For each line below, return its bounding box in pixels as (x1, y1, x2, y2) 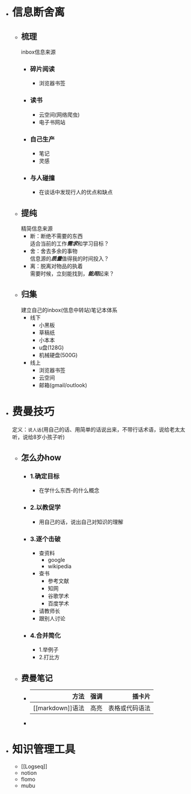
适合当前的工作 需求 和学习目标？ (29, 240, 109, 247)
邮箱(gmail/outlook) (38, 381, 88, 388)
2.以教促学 (29, 503, 61, 512)
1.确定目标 (29, 472, 60, 481)
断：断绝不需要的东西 (29, 233, 83, 239)
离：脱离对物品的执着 (29, 263, 83, 269)
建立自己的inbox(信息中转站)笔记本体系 (20, 306, 118, 313)
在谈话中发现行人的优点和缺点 (38, 189, 113, 196)
